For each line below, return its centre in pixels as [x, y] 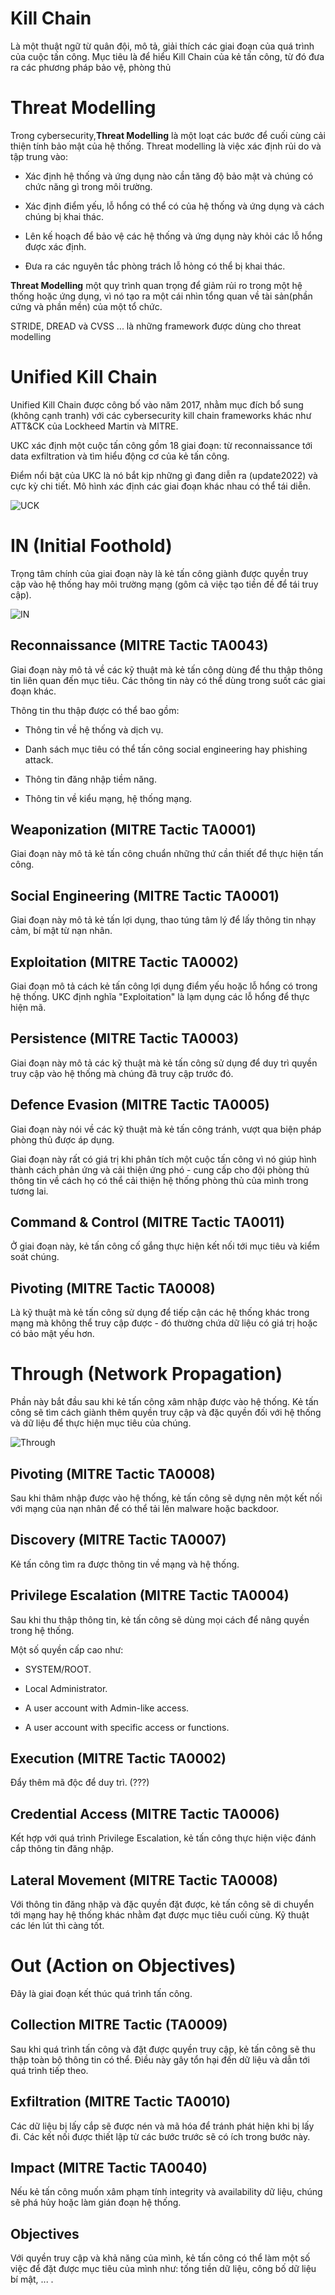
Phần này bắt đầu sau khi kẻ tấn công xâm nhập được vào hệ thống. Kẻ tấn [164, 1402]
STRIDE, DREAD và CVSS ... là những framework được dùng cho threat [156, 326]
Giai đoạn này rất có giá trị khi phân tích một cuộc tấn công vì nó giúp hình [163, 1159]
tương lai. [29, 1191]
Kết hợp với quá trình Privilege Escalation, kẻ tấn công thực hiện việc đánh [163, 1838]
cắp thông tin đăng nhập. [62, 1849]
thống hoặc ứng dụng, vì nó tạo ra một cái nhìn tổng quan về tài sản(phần [161, 296]
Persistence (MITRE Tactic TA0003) [125, 1038]
